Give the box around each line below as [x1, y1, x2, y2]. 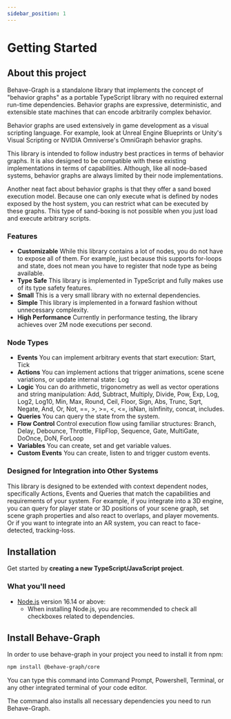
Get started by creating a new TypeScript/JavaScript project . [7, 564, 184, 572]
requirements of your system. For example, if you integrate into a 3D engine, [7, 496, 224, 505]
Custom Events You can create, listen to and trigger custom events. [17, 449, 210, 457]
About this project [7, 67, 87, 80]
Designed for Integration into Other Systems [7, 466, 159, 476]
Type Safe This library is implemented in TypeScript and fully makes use [17, 276, 223, 284]
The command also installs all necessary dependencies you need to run [7, 697, 212, 705]
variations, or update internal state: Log [17, 375, 130, 384]
